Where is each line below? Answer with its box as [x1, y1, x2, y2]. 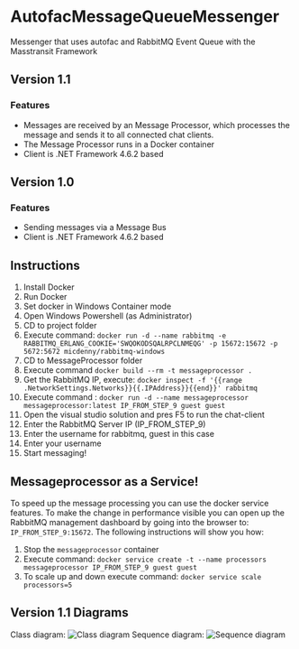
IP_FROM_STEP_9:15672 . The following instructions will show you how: [10, 526, 265, 537]
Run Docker [23, 292, 68, 302]
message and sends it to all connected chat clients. [23, 129, 214, 140]
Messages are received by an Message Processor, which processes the [23, 119, 291, 130]
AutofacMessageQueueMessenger [10, 6, 280, 27]
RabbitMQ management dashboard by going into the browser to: [10, 516, 249, 527]
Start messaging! [23, 448, 87, 459]
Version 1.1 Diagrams [10, 605, 129, 620]
